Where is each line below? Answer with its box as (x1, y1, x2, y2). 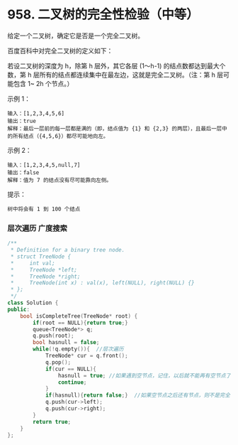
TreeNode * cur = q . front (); (45, 353, 129, 360)
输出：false (7, 168, 40, 176)
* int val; (10, 259, 55, 267)
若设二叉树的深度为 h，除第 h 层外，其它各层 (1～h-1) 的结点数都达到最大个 (7, 61, 226, 70)
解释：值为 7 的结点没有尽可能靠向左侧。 (7, 176, 112, 183)
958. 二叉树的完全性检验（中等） (7, 6, 200, 23)
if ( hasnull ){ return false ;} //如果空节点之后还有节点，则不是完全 (45, 392, 230, 399)
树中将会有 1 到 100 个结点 (7, 205, 81, 213)
